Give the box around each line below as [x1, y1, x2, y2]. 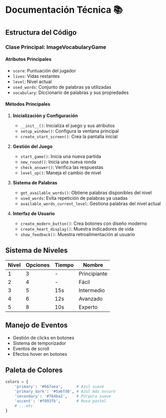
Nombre [82, 261, 103, 269]
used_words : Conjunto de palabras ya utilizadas [12, 84, 112, 90]
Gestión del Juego [12, 143, 53, 149]
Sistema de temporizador [12, 340, 67, 346]
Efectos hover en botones [12, 351, 68, 357]
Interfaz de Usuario [12, 210, 55, 216]
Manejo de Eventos [5, 321, 68, 330]
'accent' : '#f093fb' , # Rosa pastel [14, 398, 107, 404]
